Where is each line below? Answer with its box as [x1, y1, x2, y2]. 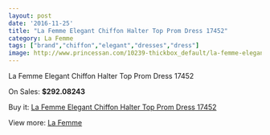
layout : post [8, 11, 52, 20]
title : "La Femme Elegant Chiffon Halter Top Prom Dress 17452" [8, 27, 228, 35]
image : [8, 49, 31, 57]
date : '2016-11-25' [8, 19, 74, 27]
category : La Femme [8, 34, 74, 43]
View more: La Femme [8, 118, 83, 127]
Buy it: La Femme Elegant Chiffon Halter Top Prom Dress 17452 [8, 102, 217, 112]
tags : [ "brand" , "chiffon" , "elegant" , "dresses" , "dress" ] [8, 42, 199, 50]
